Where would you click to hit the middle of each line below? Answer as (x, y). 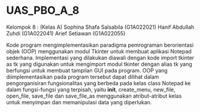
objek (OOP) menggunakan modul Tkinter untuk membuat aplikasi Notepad (99, 51)
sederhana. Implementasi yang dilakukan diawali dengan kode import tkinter (100, 57)
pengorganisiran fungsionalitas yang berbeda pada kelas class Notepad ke (99, 83)
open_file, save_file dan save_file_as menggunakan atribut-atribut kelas (94, 96)
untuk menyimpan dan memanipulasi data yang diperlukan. (79, 102)
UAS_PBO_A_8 (43, 10)
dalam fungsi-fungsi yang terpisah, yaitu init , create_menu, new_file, (91, 89)
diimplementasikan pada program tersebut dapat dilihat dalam (83, 77)
